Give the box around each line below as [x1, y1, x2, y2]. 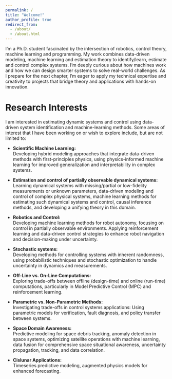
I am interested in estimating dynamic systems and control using [5, 119, 142, 125]
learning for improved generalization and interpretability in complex [12, 161, 156, 168]
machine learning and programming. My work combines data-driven [5, 51, 150, 57]
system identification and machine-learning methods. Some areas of [20, 124, 165, 130]
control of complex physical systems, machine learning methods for [12, 193, 157, 200]
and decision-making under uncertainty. [12, 236, 98, 242]
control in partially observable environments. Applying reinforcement [12, 225, 159, 231]
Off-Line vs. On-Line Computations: [12, 272, 91, 278]
